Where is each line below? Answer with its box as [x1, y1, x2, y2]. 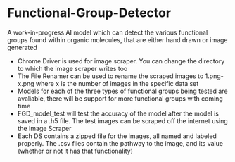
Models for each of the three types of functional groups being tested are [17, 87, 228, 95]
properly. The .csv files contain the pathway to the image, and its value [17, 139, 224, 147]
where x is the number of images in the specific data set [35, 79, 199, 87]
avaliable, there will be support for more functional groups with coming [17, 94, 223, 103]
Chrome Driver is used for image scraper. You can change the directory [17, 56, 225, 65]
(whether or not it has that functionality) [17, 147, 134, 155]
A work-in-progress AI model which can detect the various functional [7, 28, 208, 37]
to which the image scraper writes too [17, 64, 128, 73]
